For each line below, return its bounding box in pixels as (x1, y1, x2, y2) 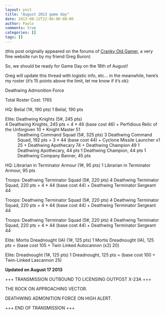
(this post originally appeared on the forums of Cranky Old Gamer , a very (5, 48, 153, 54)
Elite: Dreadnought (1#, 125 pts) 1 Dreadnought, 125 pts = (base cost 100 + (5, 252, 156, 258)
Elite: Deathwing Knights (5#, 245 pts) (5, 116, 82, 122)
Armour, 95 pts (5, 167, 35, 173)
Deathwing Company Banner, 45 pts (17, 152, 91, 158)
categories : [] (5, 30, 36, 35)
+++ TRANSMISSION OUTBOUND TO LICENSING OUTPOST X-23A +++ (5, 276, 152, 282)
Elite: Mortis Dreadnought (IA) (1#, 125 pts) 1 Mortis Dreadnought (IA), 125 (5, 237, 154, 243)
